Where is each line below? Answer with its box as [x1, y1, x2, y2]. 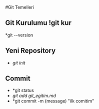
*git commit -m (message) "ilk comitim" [12, 98, 94, 104]
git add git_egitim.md [12, 92, 56, 99]
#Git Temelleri [5, 4, 34, 10]
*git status [12, 87, 34, 93]
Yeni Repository [5, 46, 56, 55]
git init [12, 59, 25, 65]
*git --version [5, 32, 33, 38]
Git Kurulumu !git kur [5, 18, 71, 27]
